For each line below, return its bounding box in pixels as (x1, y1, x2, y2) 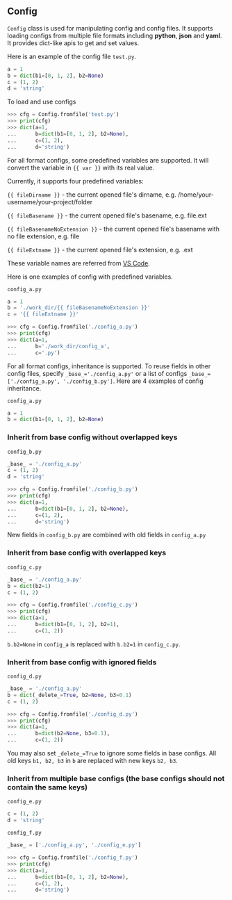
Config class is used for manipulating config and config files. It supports (7, 24, 213, 32)
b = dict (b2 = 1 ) (7, 582, 51, 589)
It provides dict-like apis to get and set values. (7, 38, 140, 47)
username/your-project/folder (7, 197, 93, 206)
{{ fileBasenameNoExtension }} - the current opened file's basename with (7, 224, 220, 233)
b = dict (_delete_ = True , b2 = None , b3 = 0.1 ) (7, 692, 132, 698)
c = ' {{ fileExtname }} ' (7, 311, 79, 318)
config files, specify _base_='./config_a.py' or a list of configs (7, 369, 188, 377)
